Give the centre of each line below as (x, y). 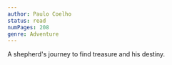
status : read (27, 21)
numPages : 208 (29, 27)
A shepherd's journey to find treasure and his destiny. (86, 54)
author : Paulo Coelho (40, 14)
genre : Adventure (33, 34)
